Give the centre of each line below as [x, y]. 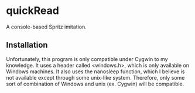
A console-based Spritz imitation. [46, 27]
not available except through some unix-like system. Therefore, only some [95, 77]
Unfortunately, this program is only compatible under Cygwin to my [87, 59]
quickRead [33, 11]
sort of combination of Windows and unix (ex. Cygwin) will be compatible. [95, 84]
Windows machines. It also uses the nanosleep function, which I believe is [95, 71]
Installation [27, 45]
